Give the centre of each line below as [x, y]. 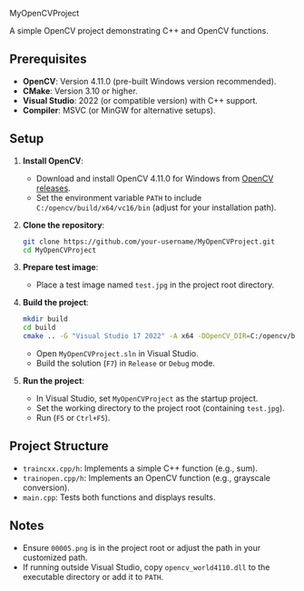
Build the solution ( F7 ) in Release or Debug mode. [126, 363]
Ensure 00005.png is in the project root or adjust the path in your [142, 547]
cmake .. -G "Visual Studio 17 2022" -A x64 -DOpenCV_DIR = [137, 336]
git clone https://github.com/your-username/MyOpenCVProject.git [148, 241]
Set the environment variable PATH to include [119, 197]
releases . [53, 188]
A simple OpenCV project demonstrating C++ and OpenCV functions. [139, 30]
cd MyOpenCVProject [59, 250]
